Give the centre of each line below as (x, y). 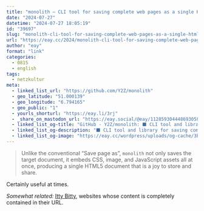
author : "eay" (24, 46)
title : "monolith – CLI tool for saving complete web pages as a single (100, 12)
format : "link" (25, 52)
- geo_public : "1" (35, 108)
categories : (21, 57)
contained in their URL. (35, 202)
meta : (13, 85)
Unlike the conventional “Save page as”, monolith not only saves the (106, 153)
